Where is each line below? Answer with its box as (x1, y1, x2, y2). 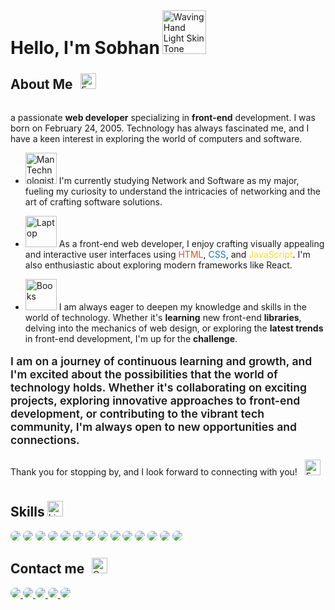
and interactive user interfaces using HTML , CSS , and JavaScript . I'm (24, 248, 311, 260)
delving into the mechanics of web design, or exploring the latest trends (24, 322, 324, 334)
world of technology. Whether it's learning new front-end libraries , (24, 311, 302, 323)
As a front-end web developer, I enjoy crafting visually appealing (58, 237, 325, 249)
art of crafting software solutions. (24, 195, 163, 208)
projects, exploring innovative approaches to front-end (10, 394, 301, 408)
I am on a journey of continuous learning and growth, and (10, 354, 313, 369)
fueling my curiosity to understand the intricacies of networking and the (24, 185, 322, 197)
